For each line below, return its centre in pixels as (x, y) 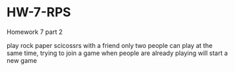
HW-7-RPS (39, 12)
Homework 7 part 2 (35, 32)
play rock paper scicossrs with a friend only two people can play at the (110, 45)
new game (22, 60)
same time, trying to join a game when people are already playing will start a (117, 53)
